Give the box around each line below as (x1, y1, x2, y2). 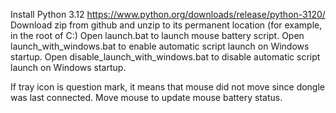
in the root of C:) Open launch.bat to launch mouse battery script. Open (10, 30, 305, 41)
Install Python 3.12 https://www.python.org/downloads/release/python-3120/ (10, 9, 326, 20)
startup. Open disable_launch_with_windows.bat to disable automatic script (10, 51, 321, 63)
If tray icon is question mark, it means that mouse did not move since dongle (10, 81, 326, 93)
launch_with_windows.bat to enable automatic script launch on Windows (10, 40, 310, 52)
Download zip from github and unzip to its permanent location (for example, (10, 19, 323, 31)
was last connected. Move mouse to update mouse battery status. (10, 92, 283, 103)
